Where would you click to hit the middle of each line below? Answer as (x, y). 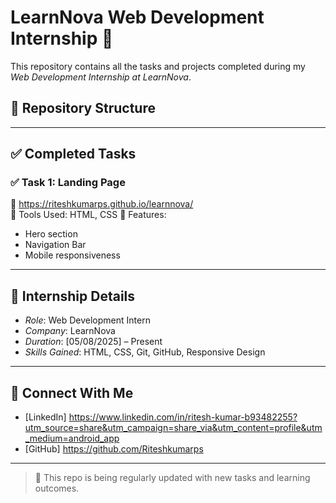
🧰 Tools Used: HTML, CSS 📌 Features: (88, 215)
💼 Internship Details (73, 296)
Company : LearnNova (70, 331)
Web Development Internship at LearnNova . (101, 77)
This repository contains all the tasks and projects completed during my (158, 66)
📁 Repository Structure (83, 108)
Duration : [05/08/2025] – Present (93, 342)
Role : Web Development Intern (87, 320)
